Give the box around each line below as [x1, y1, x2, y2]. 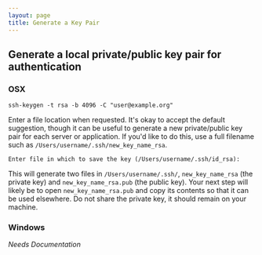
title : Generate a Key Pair [8, 19, 100, 27]
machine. [8, 202, 38, 212]
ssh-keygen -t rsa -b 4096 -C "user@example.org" [8, 101, 174, 110]
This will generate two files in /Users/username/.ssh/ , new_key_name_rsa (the [8, 169, 253, 179]
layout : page [8, 11, 51, 20]
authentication [8, 60, 82, 73]
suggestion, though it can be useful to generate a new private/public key [8, 123, 243, 133]
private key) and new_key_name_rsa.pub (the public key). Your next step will [8, 177, 249, 187]
